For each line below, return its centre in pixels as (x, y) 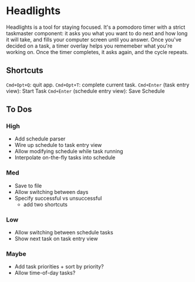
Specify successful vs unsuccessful (58, 198)
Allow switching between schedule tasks (64, 233)
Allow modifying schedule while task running (69, 152)
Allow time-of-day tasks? (45, 273)
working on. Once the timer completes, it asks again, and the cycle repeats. (97, 52)
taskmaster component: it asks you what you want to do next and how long (97, 33)
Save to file (28, 186)
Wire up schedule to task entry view (58, 145)
